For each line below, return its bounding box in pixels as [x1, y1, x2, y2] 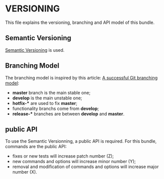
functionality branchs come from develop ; [12, 105, 99, 111]
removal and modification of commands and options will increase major [12, 164, 159, 170]
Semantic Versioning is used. [5, 47, 65, 53]
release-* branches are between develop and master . [12, 110, 125, 117]
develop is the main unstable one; [12, 95, 82, 101]
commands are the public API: [5, 144, 67, 150]
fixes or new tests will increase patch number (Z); [12, 153, 114, 159]
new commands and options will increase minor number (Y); [12, 159, 136, 165]
